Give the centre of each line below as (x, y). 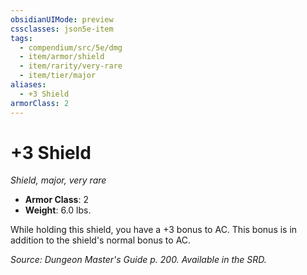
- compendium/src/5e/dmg (71, 47)
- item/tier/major (58, 76)
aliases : (28, 85)
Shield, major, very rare (58, 180)
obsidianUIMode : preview (62, 19)
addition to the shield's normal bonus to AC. (101, 240)
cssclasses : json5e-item (62, 29)
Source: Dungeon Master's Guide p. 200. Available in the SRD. (138, 260)
